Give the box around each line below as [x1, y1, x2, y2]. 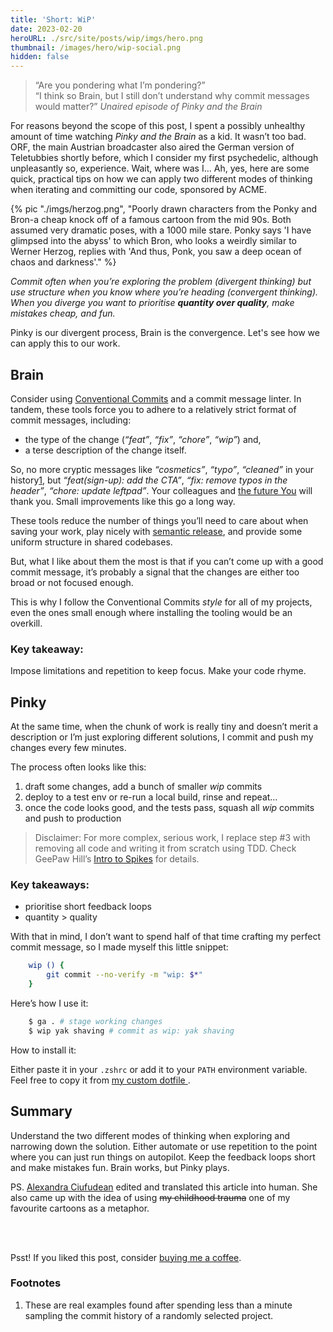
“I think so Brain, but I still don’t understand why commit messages [34, 90, 310, 102]
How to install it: [10, 1044, 77, 1056]
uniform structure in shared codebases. [10, 536, 173, 548]
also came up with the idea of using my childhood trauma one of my [10, 1191, 291, 1203]
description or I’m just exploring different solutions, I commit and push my [10, 731, 314, 743]
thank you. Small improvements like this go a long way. [10, 495, 236, 507]
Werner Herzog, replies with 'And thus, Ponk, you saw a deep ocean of [10, 246, 302, 258]
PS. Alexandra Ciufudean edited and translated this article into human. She [10, 1181, 318, 1193]
